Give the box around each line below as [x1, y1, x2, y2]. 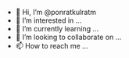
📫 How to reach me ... [15, 42, 88, 50]
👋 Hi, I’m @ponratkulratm [15, 8, 96, 16]
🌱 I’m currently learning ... [15, 24, 99, 33]
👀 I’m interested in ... [15, 16, 82, 25]
